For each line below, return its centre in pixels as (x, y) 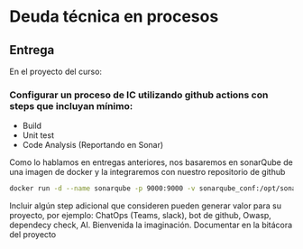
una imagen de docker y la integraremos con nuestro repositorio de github (147, 172)
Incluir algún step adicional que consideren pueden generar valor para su (146, 206)
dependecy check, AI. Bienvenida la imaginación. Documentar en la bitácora (151, 225)
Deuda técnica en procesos (114, 17)
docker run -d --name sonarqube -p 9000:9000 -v (102, 189)
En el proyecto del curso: (55, 71)
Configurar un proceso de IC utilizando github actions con (139, 95)
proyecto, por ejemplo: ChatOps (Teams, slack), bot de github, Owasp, (141, 216)
